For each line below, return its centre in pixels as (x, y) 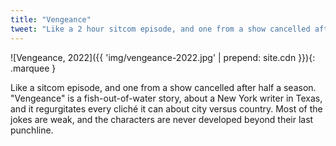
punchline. (32, 130)
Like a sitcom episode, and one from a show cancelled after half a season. (163, 87)
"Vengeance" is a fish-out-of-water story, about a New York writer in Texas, (166, 98)
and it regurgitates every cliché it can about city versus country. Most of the (166, 108)
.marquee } (33, 68)
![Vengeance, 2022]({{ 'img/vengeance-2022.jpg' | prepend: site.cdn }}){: (163, 57)
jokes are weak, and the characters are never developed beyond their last (162, 119)
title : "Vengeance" (51, 19)
